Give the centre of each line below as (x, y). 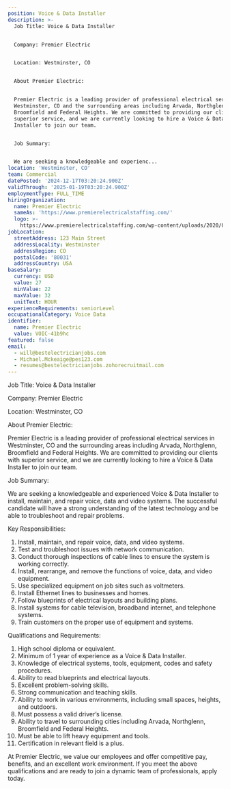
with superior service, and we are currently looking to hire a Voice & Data (111, 460)
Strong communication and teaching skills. (77, 692)
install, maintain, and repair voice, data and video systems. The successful (113, 501)
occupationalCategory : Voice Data (57, 315)
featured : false (31, 340)
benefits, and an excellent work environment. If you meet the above (102, 764)
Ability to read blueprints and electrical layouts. (84, 678)
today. (17, 779)
